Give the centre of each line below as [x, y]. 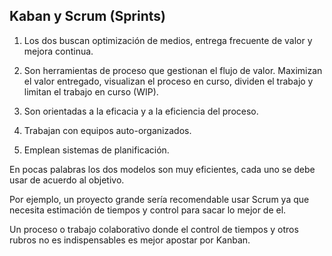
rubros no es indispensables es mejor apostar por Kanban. [130, 240]
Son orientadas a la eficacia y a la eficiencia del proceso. [141, 111]
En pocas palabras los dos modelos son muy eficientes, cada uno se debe [162, 169]
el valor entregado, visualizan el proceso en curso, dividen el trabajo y [168, 81]
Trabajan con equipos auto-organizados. [107, 130]
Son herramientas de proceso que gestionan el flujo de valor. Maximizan [173, 70]
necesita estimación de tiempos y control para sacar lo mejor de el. [148, 210]
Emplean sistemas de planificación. [96, 150]
